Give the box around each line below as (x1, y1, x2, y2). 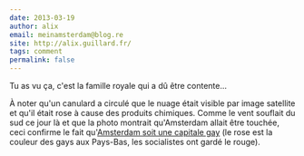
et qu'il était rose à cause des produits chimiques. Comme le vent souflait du (9, 108, 296, 118)
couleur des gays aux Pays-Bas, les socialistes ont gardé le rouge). (9, 137, 260, 147)
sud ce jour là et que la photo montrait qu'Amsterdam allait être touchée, (9, 117, 279, 128)
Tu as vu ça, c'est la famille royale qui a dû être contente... (9, 81, 228, 91)
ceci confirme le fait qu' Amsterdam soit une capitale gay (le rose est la (9, 127, 273, 137)
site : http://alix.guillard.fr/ (9, 38, 132, 48)
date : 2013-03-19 (9, 13, 75, 23)
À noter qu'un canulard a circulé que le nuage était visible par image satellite (9, 98, 296, 109)
